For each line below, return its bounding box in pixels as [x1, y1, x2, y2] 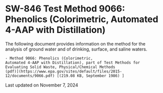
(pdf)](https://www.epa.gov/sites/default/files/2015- [5, 68, 122, 74]
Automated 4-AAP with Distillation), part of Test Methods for [5, 60, 140, 65]
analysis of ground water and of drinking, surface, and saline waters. [5, 46, 147, 52]
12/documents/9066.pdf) [5, 73, 55, 78]
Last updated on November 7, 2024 [5, 82, 79, 88]
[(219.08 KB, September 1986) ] [57, 73, 124, 78]
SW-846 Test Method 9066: [5, 3, 125, 14]
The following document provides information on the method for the [5, 40, 145, 46]
